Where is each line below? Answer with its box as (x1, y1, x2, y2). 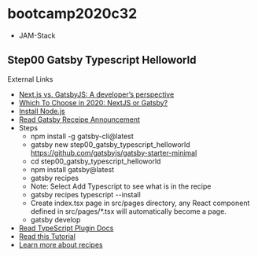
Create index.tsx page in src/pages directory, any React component (30, 198, 250, 207)
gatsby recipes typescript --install (30, 189, 141, 199)
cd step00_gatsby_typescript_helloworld (30, 156, 161, 166)
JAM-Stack (18, 31, 56, 40)
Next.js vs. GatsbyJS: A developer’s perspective (18, 90, 175, 99)
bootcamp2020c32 (7, 5, 138, 23)
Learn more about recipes (18, 240, 103, 249)
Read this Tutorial (18, 231, 76, 240)
